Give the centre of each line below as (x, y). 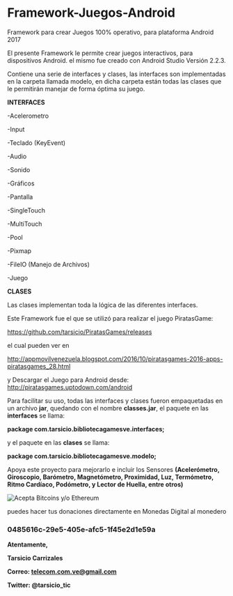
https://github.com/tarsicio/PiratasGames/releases (80, 332)
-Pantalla (20, 197)
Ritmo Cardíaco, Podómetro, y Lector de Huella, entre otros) (95, 484)
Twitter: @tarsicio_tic (39, 585)
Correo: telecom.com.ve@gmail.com (62, 572)
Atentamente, (28, 544)
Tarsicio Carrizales (35, 558)
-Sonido (19, 169)
